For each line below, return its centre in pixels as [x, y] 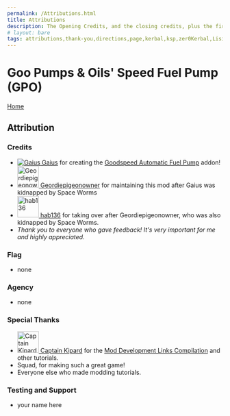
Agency [21, 287]
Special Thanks [34, 320]
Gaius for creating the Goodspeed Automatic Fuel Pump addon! [131, 162]
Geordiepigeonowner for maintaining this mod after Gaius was [128, 185]
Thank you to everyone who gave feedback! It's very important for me [116, 230]
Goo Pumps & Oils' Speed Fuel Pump [113, 73]
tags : [15, 39]
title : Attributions [37, 20]
